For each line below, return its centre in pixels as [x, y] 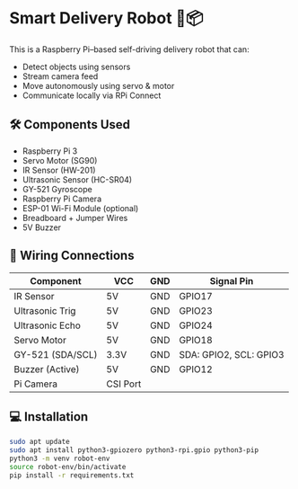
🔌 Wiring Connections [72, 256]
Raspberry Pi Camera [61, 199]
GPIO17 [196, 296]
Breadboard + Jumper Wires [75, 218]
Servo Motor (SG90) [60, 160]
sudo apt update [39, 442]
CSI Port [124, 384]
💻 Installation [49, 417]
